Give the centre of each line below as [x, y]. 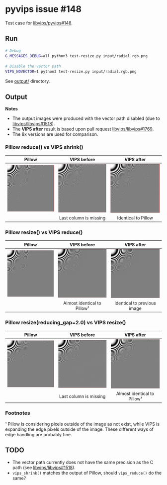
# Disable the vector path [33, 66]
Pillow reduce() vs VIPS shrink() [44, 147]
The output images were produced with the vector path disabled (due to [86, 118]
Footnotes [18, 413]
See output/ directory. [28, 81]
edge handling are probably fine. [39, 434]
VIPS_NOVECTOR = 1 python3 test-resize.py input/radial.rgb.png [71, 72]
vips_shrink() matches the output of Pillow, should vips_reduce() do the [87, 473]
